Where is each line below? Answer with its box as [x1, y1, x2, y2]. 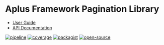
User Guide [12, 20, 36, 25]
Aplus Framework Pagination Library [5, 3, 160, 15]
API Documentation [12, 24, 52, 30]
